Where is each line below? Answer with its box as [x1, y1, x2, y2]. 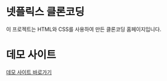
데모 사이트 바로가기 [6, 68, 52, 76]
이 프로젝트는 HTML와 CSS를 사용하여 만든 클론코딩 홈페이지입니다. [6, 26, 162, 33]
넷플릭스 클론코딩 [6, 5, 85, 19]
